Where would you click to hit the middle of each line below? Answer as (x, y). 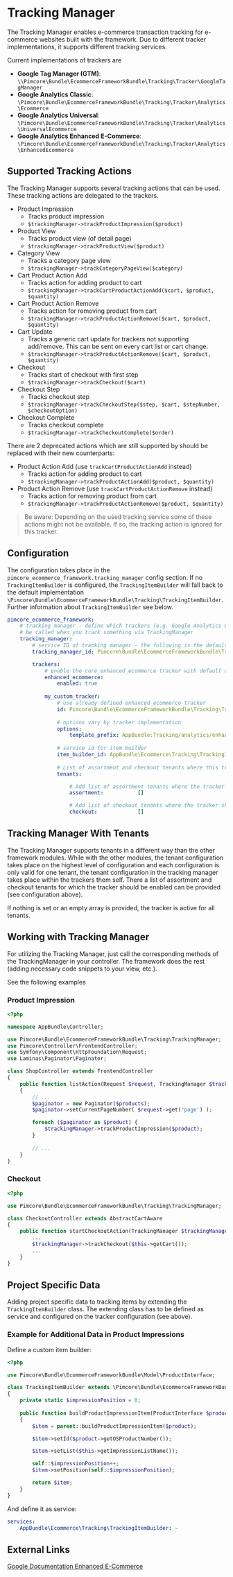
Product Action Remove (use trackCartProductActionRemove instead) (115, 488)
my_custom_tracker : (72, 697)
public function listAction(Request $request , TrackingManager (113, 1084)
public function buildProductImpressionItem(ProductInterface (111, 1413)
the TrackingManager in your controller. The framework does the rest (106, 961)
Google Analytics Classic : (55, 94)
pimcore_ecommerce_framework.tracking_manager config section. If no (105, 577)
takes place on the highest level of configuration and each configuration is (113, 864)
